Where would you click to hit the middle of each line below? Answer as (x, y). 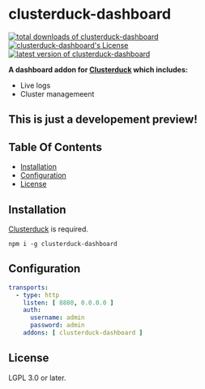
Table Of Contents (56, 147)
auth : (32, 310)
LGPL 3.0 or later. (37, 378)
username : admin (57, 318)
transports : (28, 287)
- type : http (38, 295)
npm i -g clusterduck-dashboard (63, 244)
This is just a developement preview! (103, 120)
